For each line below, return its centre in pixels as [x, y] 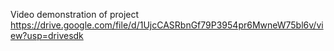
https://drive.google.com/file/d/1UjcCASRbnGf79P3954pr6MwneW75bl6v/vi [167, 25]
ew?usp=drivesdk [47, 35]
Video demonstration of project [75, 14]
